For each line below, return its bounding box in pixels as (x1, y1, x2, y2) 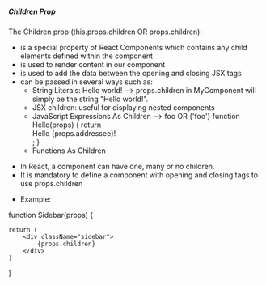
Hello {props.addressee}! (32, 128, 116, 138)
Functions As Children (32, 146, 107, 155)
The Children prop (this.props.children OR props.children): (8, 27, 202, 36)
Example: (19, 194, 52, 204)
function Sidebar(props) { (8, 210, 94, 219)
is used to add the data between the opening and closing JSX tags (19, 68, 243, 78)
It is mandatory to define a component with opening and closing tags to (19, 170, 259, 180)
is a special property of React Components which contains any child (19, 42, 248, 52)
